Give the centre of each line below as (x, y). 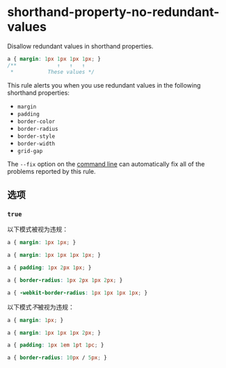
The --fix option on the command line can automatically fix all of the (106, 163)
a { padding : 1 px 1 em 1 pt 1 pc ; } (56, 345)
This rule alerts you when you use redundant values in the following (104, 85)
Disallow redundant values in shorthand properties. (80, 46)
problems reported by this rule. (51, 171)
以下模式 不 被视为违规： (41, 307)
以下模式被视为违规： (38, 230)
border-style (36, 136)
